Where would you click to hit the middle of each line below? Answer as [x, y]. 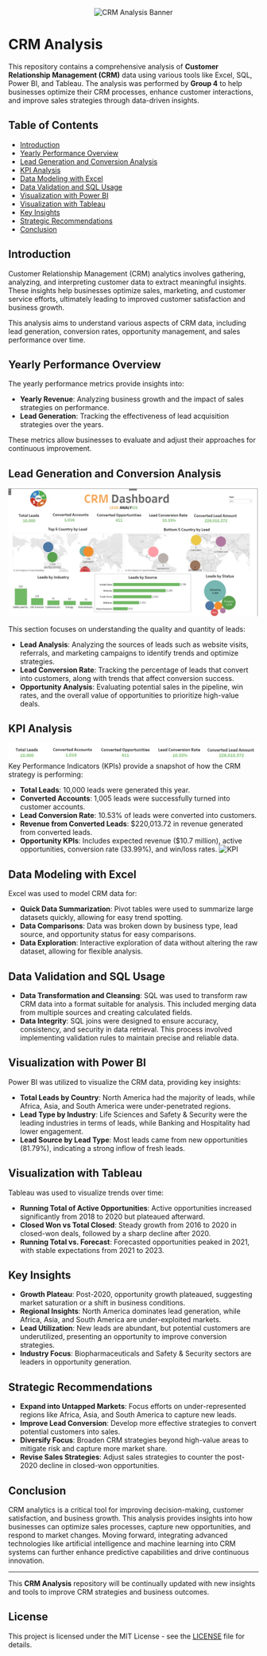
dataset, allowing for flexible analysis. [81, 951]
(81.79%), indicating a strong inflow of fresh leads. [102, 1148]
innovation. [27, 1560]
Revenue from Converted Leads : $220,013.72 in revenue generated [132, 824]
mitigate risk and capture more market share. [93, 1449]
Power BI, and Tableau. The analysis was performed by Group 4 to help [125, 83]
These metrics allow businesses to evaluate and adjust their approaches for [132, 440]
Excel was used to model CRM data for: [73, 894]
